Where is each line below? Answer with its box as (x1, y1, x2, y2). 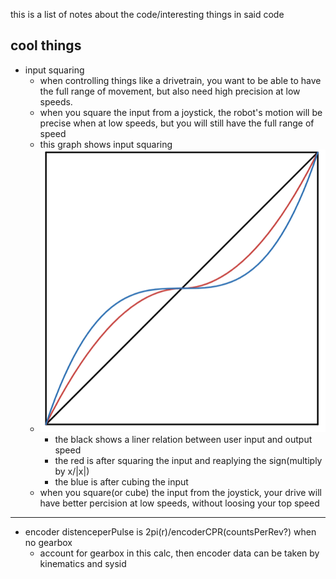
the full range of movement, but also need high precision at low (39, 85, 301, 97)
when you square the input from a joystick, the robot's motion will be (39, 106, 323, 118)
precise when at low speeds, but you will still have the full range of (39, 117, 315, 129)
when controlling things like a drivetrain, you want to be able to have (39, 74, 322, 86)
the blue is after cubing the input (54, 476, 189, 488)
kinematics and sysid (39, 558, 127, 570)
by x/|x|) (54, 465, 90, 478)
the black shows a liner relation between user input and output (54, 434, 313, 446)
